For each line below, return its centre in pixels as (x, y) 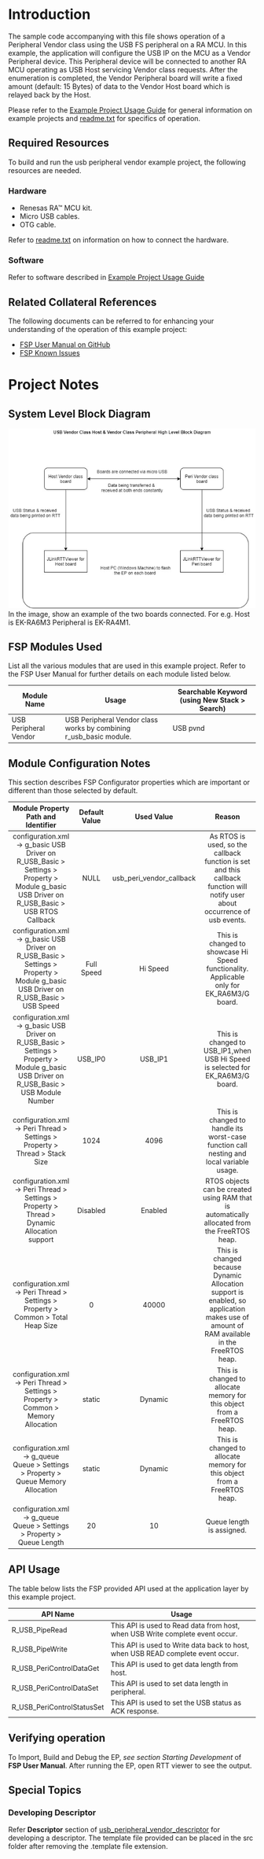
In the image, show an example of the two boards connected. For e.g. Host (129, 614)
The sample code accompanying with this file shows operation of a (117, 36)
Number (41, 1101)
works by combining (98, 728)
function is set (227, 861)
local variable (227, 1161)
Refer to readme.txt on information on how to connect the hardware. (119, 240)
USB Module (41, 1092)
